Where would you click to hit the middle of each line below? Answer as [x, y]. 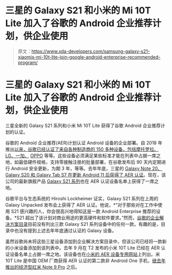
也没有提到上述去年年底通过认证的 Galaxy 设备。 [65, 230]
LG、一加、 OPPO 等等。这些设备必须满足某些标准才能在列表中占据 [76, 155]
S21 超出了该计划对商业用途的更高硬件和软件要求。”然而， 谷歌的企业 [88, 218]
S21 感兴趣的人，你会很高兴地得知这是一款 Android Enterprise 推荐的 [83, 211]
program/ [28, 62]
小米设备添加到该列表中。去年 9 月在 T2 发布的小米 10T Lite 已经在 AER [85, 248]
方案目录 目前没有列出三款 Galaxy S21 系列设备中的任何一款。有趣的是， [85, 224]
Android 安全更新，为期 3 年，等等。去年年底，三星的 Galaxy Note [81, 168]
